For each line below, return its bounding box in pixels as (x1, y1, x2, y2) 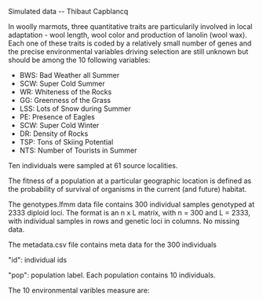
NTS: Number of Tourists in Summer (19, 145, 137, 155)
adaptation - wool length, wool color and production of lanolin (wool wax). (8, 31, 247, 39)
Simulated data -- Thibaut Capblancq (8, 7, 129, 16)
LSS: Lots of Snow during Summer (19, 104, 131, 113)
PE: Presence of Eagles (19, 112, 96, 121)
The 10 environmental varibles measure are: (8, 286, 150, 295)
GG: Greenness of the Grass (19, 96, 111, 105)
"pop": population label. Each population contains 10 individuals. (8, 270, 216, 280)
